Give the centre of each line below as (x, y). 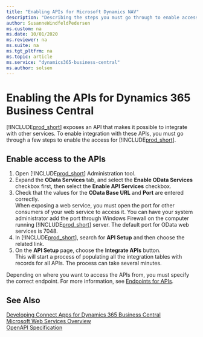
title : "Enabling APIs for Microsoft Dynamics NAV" (72, 12)
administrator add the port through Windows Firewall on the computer (102, 218)
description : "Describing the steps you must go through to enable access (102, 17)
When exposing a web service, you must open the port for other (95, 206)
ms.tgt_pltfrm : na (29, 51)
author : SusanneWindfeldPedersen (48, 23)
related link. (30, 244)
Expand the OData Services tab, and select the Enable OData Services (104, 180)
